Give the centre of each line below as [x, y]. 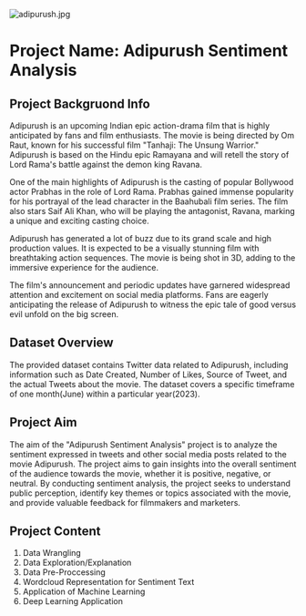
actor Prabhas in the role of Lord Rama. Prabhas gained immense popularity [152, 192]
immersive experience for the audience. [84, 267]
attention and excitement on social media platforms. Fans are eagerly [139, 295]
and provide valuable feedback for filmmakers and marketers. [125, 502]
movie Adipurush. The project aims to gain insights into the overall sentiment [153, 464]
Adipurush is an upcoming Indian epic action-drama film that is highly [140, 126]
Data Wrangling [52, 553]
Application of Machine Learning [84, 591]
